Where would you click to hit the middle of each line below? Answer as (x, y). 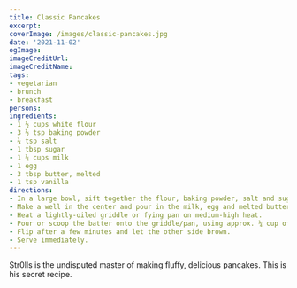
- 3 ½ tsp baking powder (55, 133)
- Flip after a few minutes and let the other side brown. (120, 231)
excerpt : (25, 26)
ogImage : (25, 51)
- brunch (25, 91)
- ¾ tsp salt (33, 141)
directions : (31, 191)
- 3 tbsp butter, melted (55, 174)
